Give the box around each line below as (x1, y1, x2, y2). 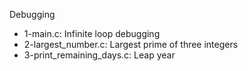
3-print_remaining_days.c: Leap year (23, 49, 176, 61)
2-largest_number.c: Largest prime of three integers (23, 39, 239, 50)
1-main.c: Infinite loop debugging (23, 28, 161, 39)
